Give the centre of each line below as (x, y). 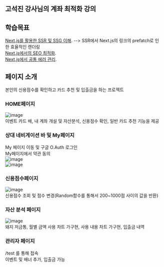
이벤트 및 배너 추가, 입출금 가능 (35, 259)
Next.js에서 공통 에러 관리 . (31, 60)
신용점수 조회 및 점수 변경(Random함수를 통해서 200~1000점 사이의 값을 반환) (82, 195)
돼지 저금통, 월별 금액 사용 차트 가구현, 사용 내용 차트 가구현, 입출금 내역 (75, 227)
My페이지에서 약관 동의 (28, 153)
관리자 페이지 (20, 241)
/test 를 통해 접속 (22, 253)
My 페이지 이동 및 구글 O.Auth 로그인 (41, 147)
